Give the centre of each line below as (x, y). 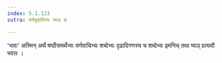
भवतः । (15, 53)
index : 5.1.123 (29, 13)
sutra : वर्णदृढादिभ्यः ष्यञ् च (37, 20)
